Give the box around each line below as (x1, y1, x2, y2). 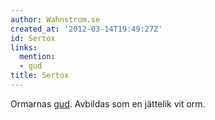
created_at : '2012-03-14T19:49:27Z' (10, 24, 163, 34)
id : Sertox (10, 33, 56, 43)
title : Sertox (10, 71, 70, 81)
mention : (19, 52, 56, 62)
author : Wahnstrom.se (10, 14, 101, 25)
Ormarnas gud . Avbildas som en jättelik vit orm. (10, 97, 206, 110)
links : (10, 42, 38, 53)
